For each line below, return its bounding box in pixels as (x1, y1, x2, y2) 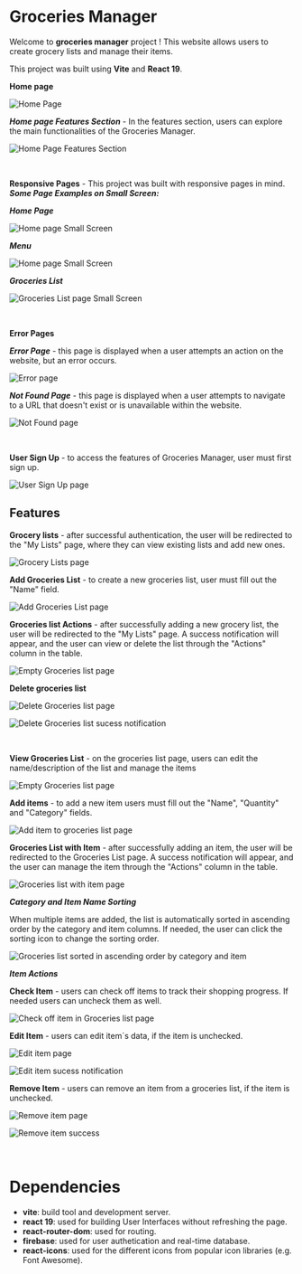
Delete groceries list (9, 683, 87, 694)
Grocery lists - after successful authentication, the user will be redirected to (9, 529, 293, 540)
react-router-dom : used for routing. (22, 1225, 157, 1236)
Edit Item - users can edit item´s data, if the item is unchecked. (9, 1030, 243, 1041)
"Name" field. (9, 583, 60, 594)
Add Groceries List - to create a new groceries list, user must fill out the (9, 574, 278, 585)
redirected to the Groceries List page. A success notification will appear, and (9, 852, 294, 863)
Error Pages (9, 327, 55, 338)
